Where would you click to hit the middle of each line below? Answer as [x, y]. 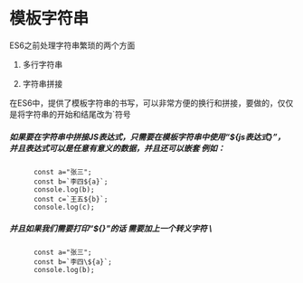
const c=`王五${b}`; [71, 199]
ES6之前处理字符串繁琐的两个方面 [72, 45]
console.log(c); [64, 207]
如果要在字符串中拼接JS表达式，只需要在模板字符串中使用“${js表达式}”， [147, 137]
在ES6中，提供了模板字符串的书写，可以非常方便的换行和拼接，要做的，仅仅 [151, 103]
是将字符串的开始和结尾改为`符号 [70, 114]
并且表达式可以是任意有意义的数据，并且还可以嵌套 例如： [118, 148]
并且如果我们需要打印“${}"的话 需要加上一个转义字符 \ [111, 228]
